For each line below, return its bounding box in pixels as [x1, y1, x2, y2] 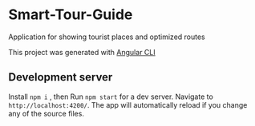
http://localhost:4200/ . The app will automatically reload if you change [8, 100, 248, 109]
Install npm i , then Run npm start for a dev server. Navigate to [8, 92, 214, 101]
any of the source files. [8, 108, 84, 118]
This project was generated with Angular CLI [8, 47, 156, 57]
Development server [8, 70, 113, 85]
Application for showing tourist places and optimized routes [8, 32, 206, 41]
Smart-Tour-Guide [8, 6, 133, 24]
